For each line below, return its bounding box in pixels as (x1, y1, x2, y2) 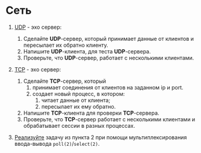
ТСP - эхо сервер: (14, 65, 61, 73)
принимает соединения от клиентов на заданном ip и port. (32, 83, 184, 91)
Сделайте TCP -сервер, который (23, 77, 107, 85)
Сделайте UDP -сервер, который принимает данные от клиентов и (23, 35, 194, 42)
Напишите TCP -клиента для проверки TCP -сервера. (23, 109, 160, 116)
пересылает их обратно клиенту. (23, 41, 109, 49)
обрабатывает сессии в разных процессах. (23, 122, 135, 129)
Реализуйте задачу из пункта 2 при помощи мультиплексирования (14, 133, 187, 141)
